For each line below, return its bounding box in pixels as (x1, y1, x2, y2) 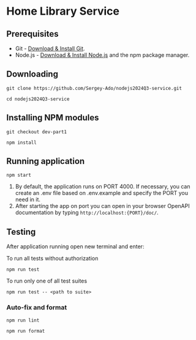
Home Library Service (6, 4, 120, 18)
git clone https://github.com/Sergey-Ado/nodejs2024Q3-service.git (6, 85, 183, 91)
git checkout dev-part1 (6, 128, 67, 135)
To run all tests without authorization (6, 255, 99, 262)
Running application (6, 156, 85, 166)
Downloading (6, 69, 58, 79)
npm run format (6, 328, 45, 334)
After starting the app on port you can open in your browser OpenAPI (15, 202, 190, 210)
